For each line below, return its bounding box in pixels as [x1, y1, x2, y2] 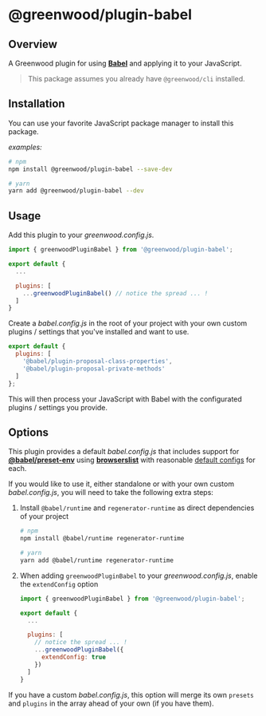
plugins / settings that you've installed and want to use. [8, 327, 190, 337]
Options [8, 425, 49, 439]
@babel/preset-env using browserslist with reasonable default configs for [8, 455, 256, 465]
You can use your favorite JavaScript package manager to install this [8, 118, 234, 128]
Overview [8, 38, 58, 51]
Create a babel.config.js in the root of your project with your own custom [8, 318, 248, 328]
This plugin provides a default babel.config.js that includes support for [8, 447, 240, 457]
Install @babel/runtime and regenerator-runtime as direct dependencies [19, 503, 255, 512]
